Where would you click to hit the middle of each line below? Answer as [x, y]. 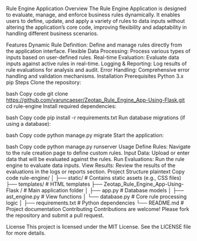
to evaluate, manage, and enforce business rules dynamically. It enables [93, 15]
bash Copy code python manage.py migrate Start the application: [85, 135]
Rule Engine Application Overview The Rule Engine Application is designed [96, 9]
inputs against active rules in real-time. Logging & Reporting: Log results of [96, 63]
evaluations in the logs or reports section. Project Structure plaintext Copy [96, 172]
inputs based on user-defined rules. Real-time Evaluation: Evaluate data [93, 57]
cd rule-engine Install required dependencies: [61, 106]
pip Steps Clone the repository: [44, 82]
